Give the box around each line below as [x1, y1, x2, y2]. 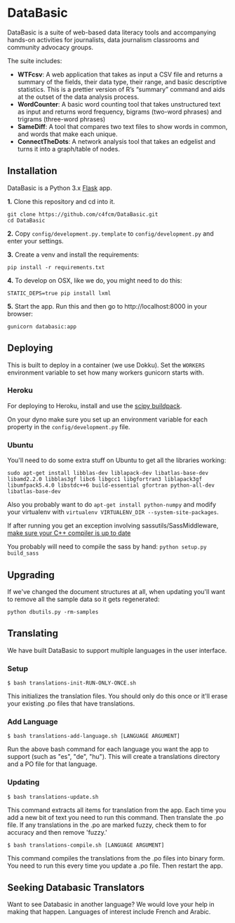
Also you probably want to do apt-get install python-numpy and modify [7, 500, 216, 509]
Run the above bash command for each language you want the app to [7, 745, 209, 753]
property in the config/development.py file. [7, 422, 130, 431]
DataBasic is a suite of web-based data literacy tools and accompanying [7, 28, 216, 36]
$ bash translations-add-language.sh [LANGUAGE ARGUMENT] [7, 733, 180, 740]
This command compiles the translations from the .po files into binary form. [7, 854, 225, 862]
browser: [7, 309, 34, 318]
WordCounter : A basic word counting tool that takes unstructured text [17, 100, 221, 108]
